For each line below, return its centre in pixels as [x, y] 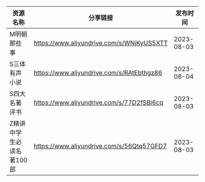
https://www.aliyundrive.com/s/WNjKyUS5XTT [101, 43]
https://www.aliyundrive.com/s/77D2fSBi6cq [98, 102]
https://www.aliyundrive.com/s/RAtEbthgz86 [98, 73]
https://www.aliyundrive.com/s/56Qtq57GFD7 [100, 146]
